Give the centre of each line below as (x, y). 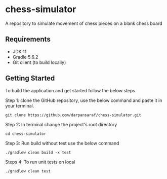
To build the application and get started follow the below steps (70, 90)
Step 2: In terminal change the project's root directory (61, 124)
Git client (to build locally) (39, 62)
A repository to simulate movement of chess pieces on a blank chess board (84, 23)
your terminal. (20, 105)
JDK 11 (19, 51)
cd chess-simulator (26, 134)
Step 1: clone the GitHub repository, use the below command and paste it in (84, 100)
